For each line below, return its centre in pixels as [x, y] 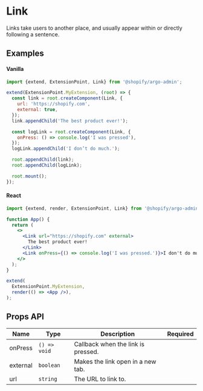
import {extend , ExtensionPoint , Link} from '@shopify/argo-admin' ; [94, 82]
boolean [49, 365]
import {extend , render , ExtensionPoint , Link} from [74, 208]
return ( [23, 225]
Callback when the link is [109, 344]
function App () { [28, 219]
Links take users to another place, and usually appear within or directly [94, 28]
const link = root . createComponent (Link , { [67, 98]
